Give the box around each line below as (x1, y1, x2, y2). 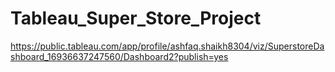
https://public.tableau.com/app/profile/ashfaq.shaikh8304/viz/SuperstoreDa (10, 40, 325, 52)
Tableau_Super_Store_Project (10, 7, 262, 30)
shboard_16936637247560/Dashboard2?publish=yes (10, 50, 229, 62)
